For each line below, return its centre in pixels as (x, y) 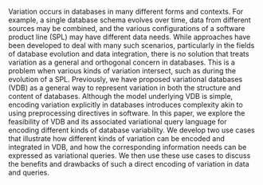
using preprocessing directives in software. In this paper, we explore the (127, 113)
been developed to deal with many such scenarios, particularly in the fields (131, 45)
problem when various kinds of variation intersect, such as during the (122, 71)
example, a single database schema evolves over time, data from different (130, 20)
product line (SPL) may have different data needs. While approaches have (130, 37)
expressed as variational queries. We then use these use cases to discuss (130, 155)
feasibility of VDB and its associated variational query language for (118, 122)
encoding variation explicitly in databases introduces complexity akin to (126, 104)
